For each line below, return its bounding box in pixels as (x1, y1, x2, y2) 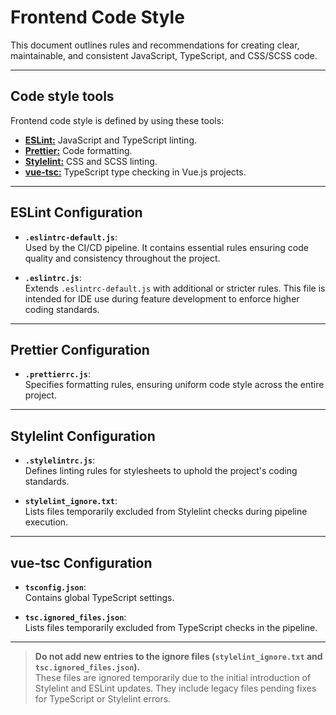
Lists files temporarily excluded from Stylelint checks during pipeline (24, 506, 308, 518)
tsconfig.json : (24, 581, 87, 593)
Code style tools (10, 88, 115, 105)
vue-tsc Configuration (10, 554, 153, 571)
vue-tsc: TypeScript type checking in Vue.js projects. (24, 166, 247, 178)
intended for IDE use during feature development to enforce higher (24, 292, 300, 305)
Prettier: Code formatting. (24, 144, 133, 156)
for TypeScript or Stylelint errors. (34, 693, 172, 705)
